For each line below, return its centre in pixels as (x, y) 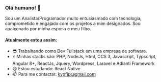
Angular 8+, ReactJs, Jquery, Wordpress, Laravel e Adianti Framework (83, 63)
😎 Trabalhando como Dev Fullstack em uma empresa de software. (80, 51)
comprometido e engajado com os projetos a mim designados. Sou (73, 23)
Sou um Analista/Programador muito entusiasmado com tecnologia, (73, 19)
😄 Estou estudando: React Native (46, 68)
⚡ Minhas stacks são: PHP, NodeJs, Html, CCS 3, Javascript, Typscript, (84, 56)
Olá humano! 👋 (23, 8)
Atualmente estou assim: (31, 40)
